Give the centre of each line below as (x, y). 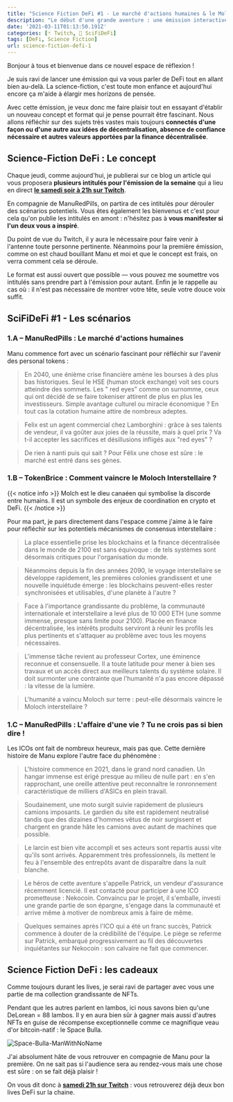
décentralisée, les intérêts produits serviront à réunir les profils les (119, 628)
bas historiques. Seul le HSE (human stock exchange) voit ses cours (121, 382)
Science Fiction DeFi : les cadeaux (83, 970)
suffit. (16, 296)
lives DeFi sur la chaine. (41, 1092)
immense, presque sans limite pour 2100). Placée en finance (110, 620)
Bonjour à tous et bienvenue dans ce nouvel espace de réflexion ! (101, 66)
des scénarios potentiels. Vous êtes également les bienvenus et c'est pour (113, 211)
